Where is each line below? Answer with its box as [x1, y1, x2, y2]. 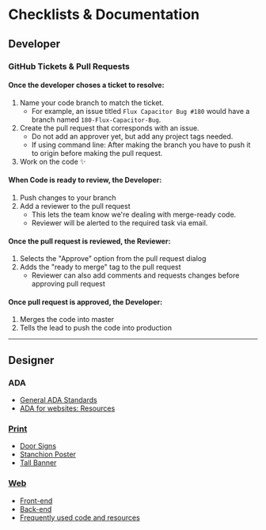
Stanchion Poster [19, 449, 77, 460]
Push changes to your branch [19, 192, 116, 203]
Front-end [19, 496, 53, 505]
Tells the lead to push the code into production [19, 323, 173, 333]
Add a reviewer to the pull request [19, 201, 131, 210]
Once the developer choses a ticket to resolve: [8, 81, 165, 90]
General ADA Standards [19, 396, 97, 404]
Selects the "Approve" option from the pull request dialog [19, 254, 207, 263]
